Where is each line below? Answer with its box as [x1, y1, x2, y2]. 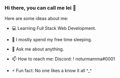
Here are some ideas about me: [4, 16, 68, 22]
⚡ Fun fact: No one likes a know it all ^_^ [11, 68, 92, 74]
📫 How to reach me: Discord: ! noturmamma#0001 [11, 56, 115, 62]
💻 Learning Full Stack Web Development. [11, 26, 96, 31]
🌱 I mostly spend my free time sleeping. [11, 37, 92, 43]
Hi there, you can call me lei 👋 [4, 4, 77, 11]
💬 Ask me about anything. [11, 46, 64, 52]
